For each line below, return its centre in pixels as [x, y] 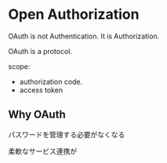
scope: [19, 66]
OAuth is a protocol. [40, 51]
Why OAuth [37, 115]
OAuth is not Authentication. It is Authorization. [84, 36]
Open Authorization [74, 14]
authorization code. [51, 81]
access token [41, 90]
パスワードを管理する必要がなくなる [67, 134]
